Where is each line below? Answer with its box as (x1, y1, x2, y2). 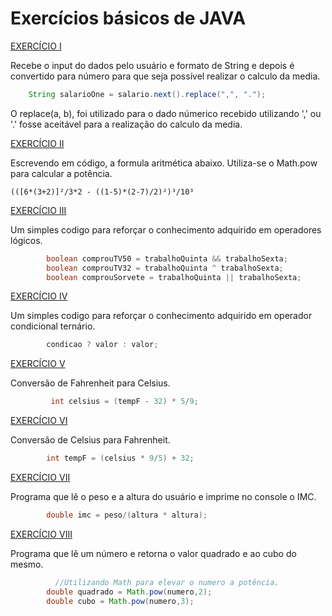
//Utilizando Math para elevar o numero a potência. (54, 577, 280, 587)
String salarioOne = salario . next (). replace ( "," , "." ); (28, 89, 267, 99)
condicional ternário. (10, 320, 96, 332)
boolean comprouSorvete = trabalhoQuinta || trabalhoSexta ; (46, 272, 302, 282)
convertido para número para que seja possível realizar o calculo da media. (10, 70, 321, 82)
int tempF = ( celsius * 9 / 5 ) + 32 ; (46, 453, 195, 464)
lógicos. (10, 234, 43, 246)
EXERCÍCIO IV (10, 290, 68, 302)
